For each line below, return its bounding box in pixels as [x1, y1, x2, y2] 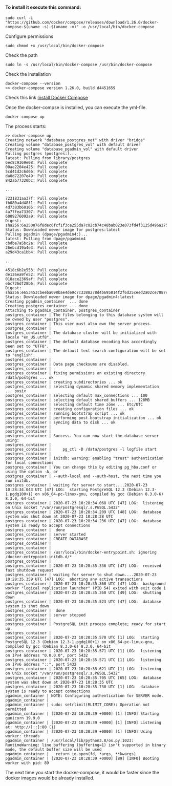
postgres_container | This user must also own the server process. [5, 322, 153, 327]
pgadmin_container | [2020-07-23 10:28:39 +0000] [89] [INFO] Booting [5, 756, 159, 761]
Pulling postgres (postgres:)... [5, 151, 77, 156]
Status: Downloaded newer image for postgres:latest [5, 227, 120, 232]
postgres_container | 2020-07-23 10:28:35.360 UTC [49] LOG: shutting [5, 590, 161, 596]
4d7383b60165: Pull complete [5, 205, 68, 210]
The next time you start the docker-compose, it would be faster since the [5, 770, 160, 776]
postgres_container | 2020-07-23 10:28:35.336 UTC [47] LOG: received [5, 563, 161, 568]
